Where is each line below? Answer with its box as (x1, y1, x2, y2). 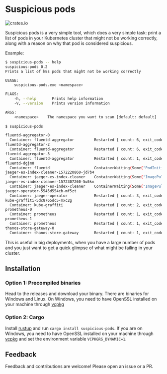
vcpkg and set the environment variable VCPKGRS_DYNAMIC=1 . (5, 336, 127, 342)
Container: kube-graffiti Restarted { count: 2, (9, 202, 141, 208)
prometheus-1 (5, 216, 32, 222)
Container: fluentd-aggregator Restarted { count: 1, (9, 156, 141, 161)
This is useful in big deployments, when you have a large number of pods (5, 239, 156, 245)
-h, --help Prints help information (14, 96, 103, 101)
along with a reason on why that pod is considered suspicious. (5, 40, 133, 46)
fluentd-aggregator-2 (5, 142, 50, 147)
